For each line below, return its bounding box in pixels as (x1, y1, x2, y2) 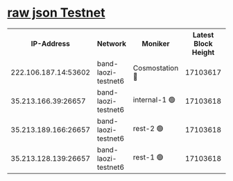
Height (191, 47, 215, 57)
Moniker (141, 38, 170, 48)
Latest (192, 30, 214, 40)
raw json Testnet (7, 5, 105, 21)
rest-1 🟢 (132, 152, 164, 162)
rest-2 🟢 (132, 124, 164, 134)
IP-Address (31, 38, 71, 48)
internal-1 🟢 (132, 95, 175, 105)
